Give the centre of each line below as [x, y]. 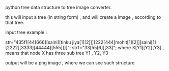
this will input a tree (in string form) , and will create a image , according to [83, 17]
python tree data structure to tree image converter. [59, 7]
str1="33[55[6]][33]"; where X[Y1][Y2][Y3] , [118, 47]
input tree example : [26, 32]
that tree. [15, 23]
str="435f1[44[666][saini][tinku [38, 42]
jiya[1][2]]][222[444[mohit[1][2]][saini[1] [114, 42]
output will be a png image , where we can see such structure [70, 63]
